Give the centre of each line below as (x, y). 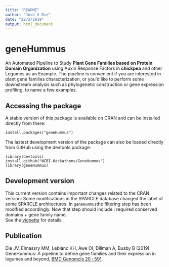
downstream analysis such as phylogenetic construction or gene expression (85, 84)
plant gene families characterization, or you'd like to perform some (75, 79)
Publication (24, 236)
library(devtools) (25, 157)
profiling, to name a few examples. (41, 90)
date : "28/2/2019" (25, 19)
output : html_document (29, 24)
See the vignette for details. (34, 220)
